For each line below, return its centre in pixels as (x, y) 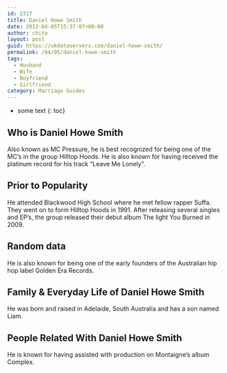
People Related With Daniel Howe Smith (95, 338)
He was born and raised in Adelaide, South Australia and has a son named (113, 309)
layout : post (26, 40)
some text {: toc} (41, 111)
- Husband (27, 65)
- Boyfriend (31, 78)
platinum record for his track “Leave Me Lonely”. (76, 164)
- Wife (23, 71)
